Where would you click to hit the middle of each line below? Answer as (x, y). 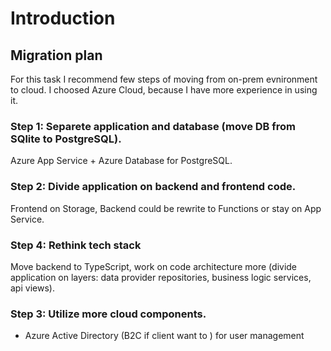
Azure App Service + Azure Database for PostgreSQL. (121, 161)
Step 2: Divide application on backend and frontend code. (153, 187)
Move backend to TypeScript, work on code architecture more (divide (154, 266)
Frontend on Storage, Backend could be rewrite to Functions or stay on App (166, 208)
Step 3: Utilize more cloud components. (108, 314)
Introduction (63, 18)
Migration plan (56, 55)
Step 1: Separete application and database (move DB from (153, 126)
